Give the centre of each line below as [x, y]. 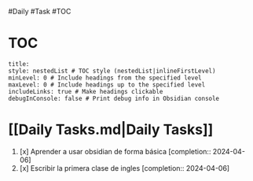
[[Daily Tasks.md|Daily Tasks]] [111, 130]
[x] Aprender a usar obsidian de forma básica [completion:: [115, 151]
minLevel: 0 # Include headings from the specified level [105, 78]
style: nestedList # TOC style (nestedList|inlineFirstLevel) [112, 71]
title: [19, 64]
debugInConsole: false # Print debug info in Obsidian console [114, 98]
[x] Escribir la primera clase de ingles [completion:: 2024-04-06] [125, 168]
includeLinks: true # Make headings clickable [86, 91]
